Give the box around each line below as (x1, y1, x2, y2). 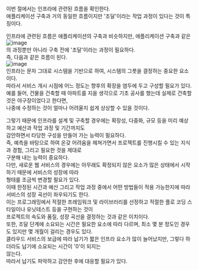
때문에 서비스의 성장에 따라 (17, 169, 79, 176)
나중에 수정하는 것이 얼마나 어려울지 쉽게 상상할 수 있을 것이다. (6, 104, 150, 111)
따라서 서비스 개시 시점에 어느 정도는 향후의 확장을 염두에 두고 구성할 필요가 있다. (6, 82, 192, 89)
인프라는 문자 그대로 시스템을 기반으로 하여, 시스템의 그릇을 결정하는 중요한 (6, 67, 178, 74)
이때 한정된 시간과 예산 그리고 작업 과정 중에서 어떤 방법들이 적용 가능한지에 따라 (6, 184, 191, 191)
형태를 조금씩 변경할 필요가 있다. (6, 176, 81, 183)
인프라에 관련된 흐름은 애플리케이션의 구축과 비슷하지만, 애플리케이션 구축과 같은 (6, 33, 191, 40)
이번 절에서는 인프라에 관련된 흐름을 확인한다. (6, 5, 111, 12)
